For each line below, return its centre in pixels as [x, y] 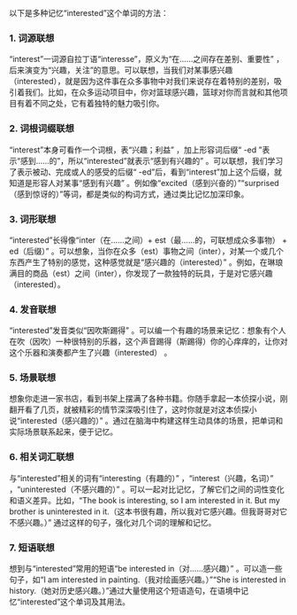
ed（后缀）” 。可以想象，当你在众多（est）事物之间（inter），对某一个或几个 [147, 251]
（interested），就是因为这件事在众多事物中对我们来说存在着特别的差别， [142, 82]
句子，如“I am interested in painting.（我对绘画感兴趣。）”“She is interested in [148, 580]
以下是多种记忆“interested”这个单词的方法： [89, 13]
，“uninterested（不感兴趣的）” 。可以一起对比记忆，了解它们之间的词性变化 [147, 489]
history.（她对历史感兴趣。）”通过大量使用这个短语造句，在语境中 [125, 591]
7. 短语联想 [32, 548]
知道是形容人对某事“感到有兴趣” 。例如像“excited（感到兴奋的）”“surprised [145, 183]
